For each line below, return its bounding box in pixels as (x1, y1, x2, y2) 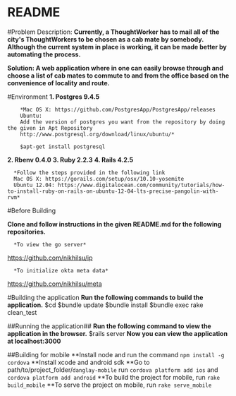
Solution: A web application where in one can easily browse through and (7, 64, 224, 72)
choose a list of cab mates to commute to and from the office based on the (7, 71, 230, 80)
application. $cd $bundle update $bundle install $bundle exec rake (7, 301, 204, 309)
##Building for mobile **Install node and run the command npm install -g (7, 350, 225, 359)
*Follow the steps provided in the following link (13, 169, 166, 176)
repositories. (7, 227, 46, 236)
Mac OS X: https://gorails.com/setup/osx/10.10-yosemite (13, 175, 185, 182)
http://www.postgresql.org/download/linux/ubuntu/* (20, 131, 175, 138)
